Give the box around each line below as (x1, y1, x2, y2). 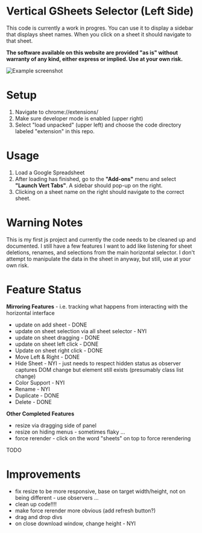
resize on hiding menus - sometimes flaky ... (14, 428, 125, 435)
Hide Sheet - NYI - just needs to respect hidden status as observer (14, 359, 181, 367)
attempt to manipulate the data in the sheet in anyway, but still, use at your (6, 255, 191, 262)
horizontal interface (6, 309, 55, 316)
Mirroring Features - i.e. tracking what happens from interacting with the (6, 303, 188, 310)
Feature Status (6, 283, 81, 296)
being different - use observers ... (14, 494, 99, 501)
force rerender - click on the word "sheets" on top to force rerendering (14, 434, 191, 442)
